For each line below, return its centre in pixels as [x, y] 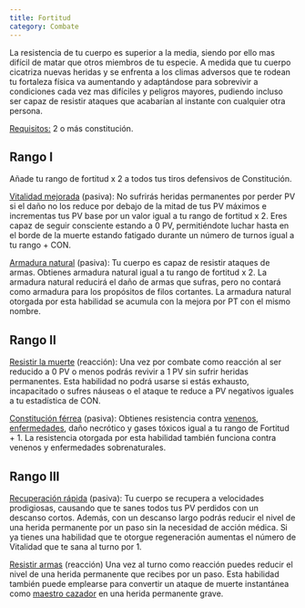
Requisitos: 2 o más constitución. [71, 128]
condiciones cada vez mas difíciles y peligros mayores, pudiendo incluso [147, 91]
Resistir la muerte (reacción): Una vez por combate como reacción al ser [146, 362]
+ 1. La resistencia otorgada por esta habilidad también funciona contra [143, 438]
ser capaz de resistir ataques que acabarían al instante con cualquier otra [147, 100]
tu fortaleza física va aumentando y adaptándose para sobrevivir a [134, 81]
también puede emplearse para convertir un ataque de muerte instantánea [149, 583]
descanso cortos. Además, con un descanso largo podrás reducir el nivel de [152, 518]
